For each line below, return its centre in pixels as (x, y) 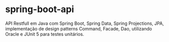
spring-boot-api (40, 9)
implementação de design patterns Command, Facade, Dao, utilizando (79, 28)
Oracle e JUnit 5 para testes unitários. (45, 34)
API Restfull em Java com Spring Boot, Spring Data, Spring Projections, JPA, (85, 23)
